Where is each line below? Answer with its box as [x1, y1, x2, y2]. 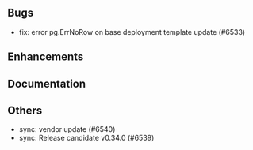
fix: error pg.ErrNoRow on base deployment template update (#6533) [18, 27, 246, 36]
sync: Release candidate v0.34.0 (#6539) [18, 133, 155, 143]
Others [7, 103, 43, 117]
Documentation [7, 77, 86, 90]
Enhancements [7, 51, 84, 64]
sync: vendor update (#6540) [18, 125, 116, 134]
